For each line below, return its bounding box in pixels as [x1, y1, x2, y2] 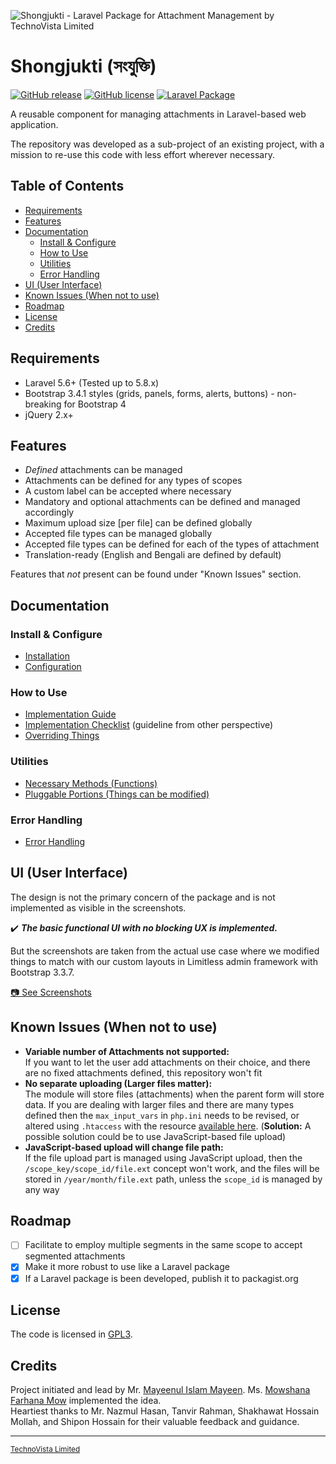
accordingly [24, 506, 75, 519]
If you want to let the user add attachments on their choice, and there [24, 1056, 311, 1068]
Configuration [24, 661, 82, 673]
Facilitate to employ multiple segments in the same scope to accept [24, 1239, 303, 1251]
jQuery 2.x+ [24, 408, 74, 420]
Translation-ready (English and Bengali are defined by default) [24, 549, 282, 561]
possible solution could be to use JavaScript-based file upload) [24, 1130, 287, 1142]
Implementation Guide [24, 708, 117, 720]
